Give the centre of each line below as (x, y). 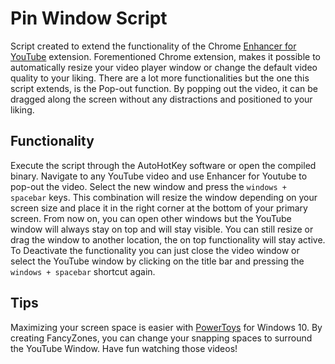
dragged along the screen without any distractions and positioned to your (161, 99)
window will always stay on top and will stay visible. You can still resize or (162, 229)
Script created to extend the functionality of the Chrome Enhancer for (153, 46)
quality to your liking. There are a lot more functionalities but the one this (160, 78)
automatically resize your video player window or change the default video (164, 67)
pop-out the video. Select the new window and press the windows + (148, 186)
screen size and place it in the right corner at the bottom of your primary (159, 208)
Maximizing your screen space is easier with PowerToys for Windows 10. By (166, 327)
